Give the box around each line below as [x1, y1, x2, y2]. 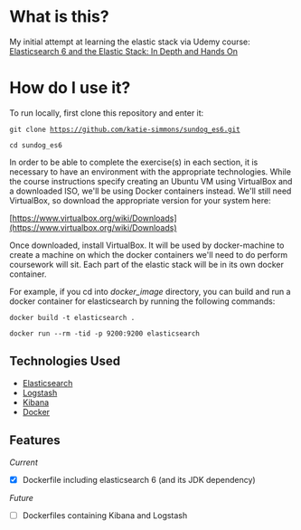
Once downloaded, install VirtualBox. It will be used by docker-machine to [9, 240, 285, 251]
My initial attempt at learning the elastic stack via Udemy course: [9, 36, 250, 47]
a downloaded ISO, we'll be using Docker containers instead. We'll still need [9, 185, 292, 196]
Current [9, 457, 38, 468]
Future [9, 492, 34, 503]
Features [9, 432, 61, 449]
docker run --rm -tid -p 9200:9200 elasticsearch [9, 328, 201, 338]
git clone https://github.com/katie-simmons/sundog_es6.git [9, 125, 241, 134]
